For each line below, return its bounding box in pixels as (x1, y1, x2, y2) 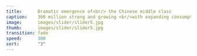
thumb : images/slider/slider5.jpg (6, 24, 104, 31)
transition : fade (6, 30, 49, 36)
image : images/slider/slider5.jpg (6, 19, 104, 25)
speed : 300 (6, 36, 46, 41)
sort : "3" (6, 41, 46, 47)
